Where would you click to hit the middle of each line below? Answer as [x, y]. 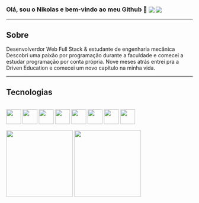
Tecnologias [29, 92]
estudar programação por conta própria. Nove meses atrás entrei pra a [93, 62]
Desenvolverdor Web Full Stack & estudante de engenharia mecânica [91, 49]
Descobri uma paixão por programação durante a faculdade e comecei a [95, 55]
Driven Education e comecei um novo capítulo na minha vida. [81, 68]
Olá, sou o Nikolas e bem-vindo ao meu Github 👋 [77, 9]
